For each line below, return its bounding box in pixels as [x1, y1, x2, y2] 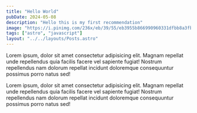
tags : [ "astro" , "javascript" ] [6, 30, 83, 36]
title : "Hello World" [6, 8, 59, 15]
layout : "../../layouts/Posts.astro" [6, 36, 98, 42]
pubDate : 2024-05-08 [6, 14, 57, 20]
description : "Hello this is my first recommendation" [6, 19, 143, 25]
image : [6, 25, 22, 31]
